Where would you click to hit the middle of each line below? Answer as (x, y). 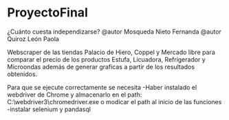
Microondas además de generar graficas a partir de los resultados (101, 67)
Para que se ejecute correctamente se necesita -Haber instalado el (102, 87)
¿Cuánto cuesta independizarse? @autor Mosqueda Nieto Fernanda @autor (115, 32)
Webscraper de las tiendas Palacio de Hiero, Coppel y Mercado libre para (111, 52)
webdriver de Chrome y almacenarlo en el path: (75, 95)
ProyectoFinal (47, 13)
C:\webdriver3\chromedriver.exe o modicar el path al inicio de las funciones (115, 101)
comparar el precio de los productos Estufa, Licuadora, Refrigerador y (107, 59)
